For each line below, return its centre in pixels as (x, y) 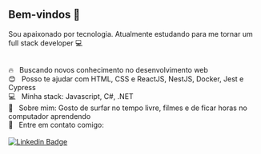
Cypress (22, 87)
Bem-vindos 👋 (44, 15)
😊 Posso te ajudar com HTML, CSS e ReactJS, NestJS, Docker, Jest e (126, 79)
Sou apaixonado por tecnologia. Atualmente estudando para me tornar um (131, 34)
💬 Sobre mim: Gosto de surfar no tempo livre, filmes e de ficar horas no (128, 108)
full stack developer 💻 (46, 43)
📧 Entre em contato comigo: (56, 124)
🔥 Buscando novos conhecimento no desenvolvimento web (108, 69)
